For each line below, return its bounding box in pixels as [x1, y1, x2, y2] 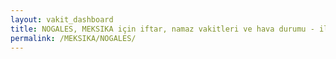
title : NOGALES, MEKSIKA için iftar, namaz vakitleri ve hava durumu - [10, 24, 315, 34]
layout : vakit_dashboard [10, 14, 114, 25]
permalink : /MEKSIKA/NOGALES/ [10, 33, 137, 43]
